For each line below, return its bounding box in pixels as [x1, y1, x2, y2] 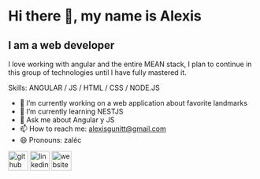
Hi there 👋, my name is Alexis [8, 7, 202, 25]
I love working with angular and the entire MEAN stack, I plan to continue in [8, 59, 252, 69]
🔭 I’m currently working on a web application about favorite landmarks [19, 99, 248, 107]
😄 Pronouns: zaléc [19, 136, 82, 144]
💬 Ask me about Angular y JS [19, 115, 115, 125]
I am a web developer [8, 39, 115, 52]
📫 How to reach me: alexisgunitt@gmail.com [19, 124, 167, 133]
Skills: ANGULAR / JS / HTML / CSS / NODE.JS [8, 83, 160, 92]
